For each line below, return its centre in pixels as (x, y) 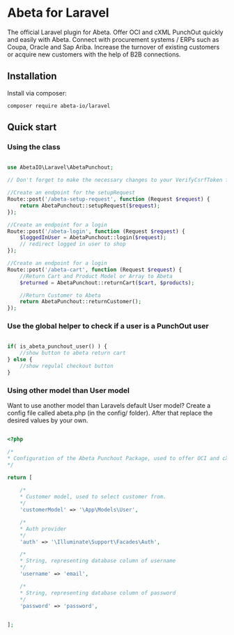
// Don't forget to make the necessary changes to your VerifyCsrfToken (115, 180)
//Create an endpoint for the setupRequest (71, 193)
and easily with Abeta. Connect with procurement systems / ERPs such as (113, 39)
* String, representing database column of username (98, 561)
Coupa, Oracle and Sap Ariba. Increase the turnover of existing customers (114, 47)
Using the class (34, 147)
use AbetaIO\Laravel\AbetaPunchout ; (60, 168)
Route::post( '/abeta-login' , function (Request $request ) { (96, 231)
